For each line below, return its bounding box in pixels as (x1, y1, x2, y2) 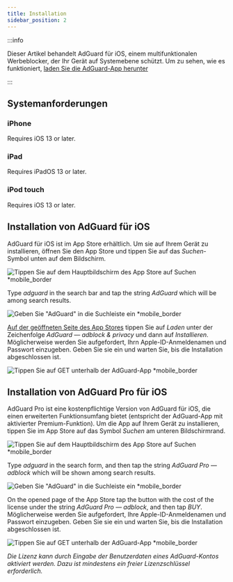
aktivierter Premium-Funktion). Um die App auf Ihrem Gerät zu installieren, (7, 419, 220, 428)
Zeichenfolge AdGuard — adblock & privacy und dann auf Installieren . (7, 330, 209, 338)
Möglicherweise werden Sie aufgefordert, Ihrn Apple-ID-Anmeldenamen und (7, 338, 227, 346)
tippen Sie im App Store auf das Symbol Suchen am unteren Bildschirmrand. (7, 427, 226, 435)
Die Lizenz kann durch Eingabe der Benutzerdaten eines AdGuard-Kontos (7, 552, 219, 560)
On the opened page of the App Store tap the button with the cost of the (7, 496, 214, 504)
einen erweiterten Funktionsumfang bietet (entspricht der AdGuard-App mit (7, 412, 223, 420)
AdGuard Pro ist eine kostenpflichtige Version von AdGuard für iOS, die (7, 404, 211, 413)
